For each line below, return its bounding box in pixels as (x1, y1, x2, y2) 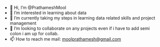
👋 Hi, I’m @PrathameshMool (9, 5, 67, 10)
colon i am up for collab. (9, 31, 59, 36)
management (9, 20, 37, 26)
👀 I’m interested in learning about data (9, 10, 87, 16)
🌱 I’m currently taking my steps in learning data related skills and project (9, 15, 156, 21)
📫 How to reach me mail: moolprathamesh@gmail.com (9, 36, 121, 42)
